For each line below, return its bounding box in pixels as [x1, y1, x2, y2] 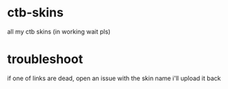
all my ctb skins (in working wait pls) [7, 27, 111, 36]
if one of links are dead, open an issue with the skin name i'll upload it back [7, 74, 221, 82]
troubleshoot [7, 51, 84, 67]
